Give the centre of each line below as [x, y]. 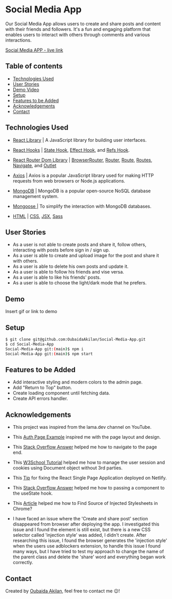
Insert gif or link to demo [31, 312]
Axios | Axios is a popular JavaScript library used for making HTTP [83, 175]
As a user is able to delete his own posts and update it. [71, 266]
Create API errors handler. [40, 398]
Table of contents [34, 66]
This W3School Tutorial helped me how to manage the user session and [89, 462]
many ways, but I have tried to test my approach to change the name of [88, 552]
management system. [36, 196]
